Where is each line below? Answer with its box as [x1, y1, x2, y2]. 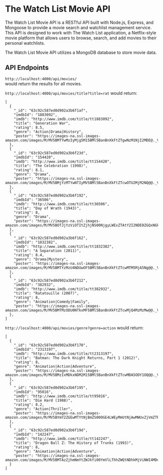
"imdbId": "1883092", [14, 112, 57, 117]
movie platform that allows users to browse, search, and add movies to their [5, 35, 157, 41]
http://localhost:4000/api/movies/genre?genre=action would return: [5, 324, 144, 331]
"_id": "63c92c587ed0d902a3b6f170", [14, 342, 88, 348]
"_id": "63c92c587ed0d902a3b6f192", [14, 193, 88, 198]
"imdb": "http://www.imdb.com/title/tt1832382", [14, 244, 114, 249]
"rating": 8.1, [14, 168, 45, 172]
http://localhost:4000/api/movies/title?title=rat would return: [5, 90, 137, 96]
